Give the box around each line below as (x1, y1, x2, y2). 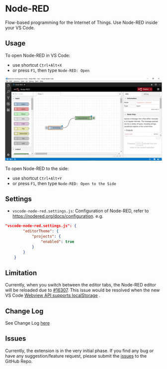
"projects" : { (31, 234, 61, 239)
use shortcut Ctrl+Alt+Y (12, 175, 62, 181)
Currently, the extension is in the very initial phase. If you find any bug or (5, 348, 154, 354)
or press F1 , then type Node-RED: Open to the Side (12, 180, 116, 186)
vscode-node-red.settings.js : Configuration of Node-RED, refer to (12, 208, 149, 214)
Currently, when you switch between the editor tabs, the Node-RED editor (5, 282, 157, 288)
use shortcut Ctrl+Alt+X (12, 62, 62, 68)
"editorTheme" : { (23, 229, 59, 234)
